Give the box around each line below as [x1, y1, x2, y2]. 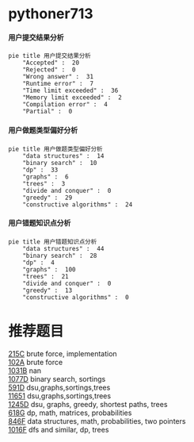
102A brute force [8, 357, 63, 367]
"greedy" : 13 [22, 286, 73, 294]
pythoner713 [8, 5, 93, 23]
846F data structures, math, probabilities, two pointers [8, 416, 186, 425]
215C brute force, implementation [8, 348, 117, 358]
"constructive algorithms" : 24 [22, 200, 133, 209]
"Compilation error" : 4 [22, 101, 108, 109]
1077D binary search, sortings [8, 374, 106, 383]
